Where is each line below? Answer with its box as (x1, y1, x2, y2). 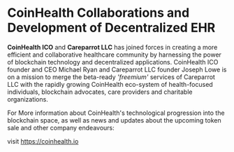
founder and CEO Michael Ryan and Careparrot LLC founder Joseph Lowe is (7, 65, 227, 74)
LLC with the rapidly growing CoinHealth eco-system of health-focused (7, 80, 213, 88)
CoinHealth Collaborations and (7, 5, 190, 21)
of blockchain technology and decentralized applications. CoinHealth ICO (7, 57, 219, 66)
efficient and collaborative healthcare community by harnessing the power (7, 50, 222, 59)
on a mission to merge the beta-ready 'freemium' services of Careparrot (7, 72, 215, 81)
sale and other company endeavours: (7, 123, 115, 132)
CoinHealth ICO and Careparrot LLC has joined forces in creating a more (7, 43, 218, 51)
